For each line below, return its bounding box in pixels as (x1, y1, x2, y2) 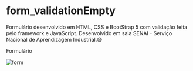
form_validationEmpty (6, 4, 116, 18)
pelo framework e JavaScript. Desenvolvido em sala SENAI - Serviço (6, 29, 172, 36)
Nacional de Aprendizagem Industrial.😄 (6, 36, 103, 43)
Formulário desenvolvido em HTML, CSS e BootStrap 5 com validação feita (6, 23, 188, 31)
